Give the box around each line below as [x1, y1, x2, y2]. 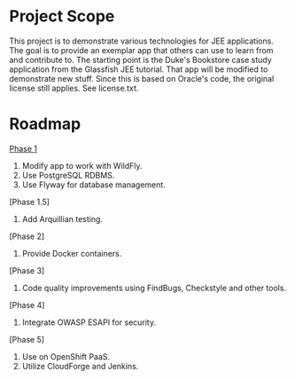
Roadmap [9, 114, 82, 134]
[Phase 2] [9, 231, 45, 241]
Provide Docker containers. [21, 248, 122, 258]
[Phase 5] [9, 334, 45, 344]
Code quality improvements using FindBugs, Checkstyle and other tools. [21, 282, 286, 293]
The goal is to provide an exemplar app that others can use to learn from [9, 44, 274, 55]
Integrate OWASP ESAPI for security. [21, 317, 157, 328]
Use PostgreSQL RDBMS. [21, 170, 115, 180]
